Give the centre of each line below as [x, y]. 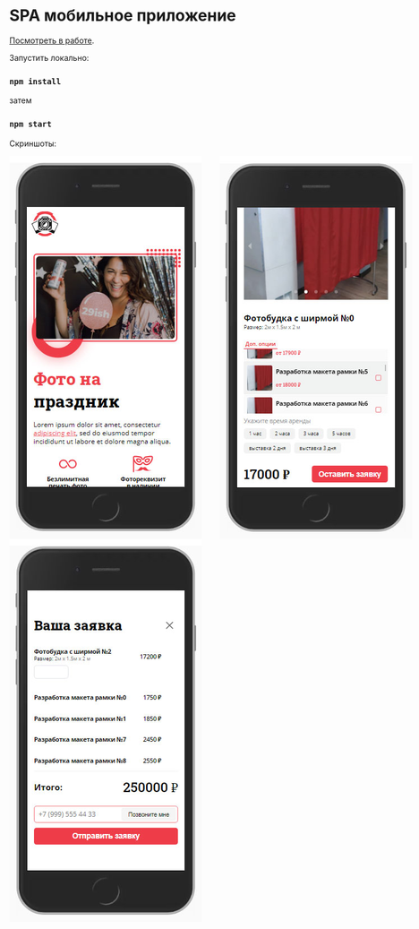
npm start [30, 125]
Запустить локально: [49, 57]
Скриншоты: [33, 143]
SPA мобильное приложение [123, 16]
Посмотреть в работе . [52, 40]
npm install [35, 81]
